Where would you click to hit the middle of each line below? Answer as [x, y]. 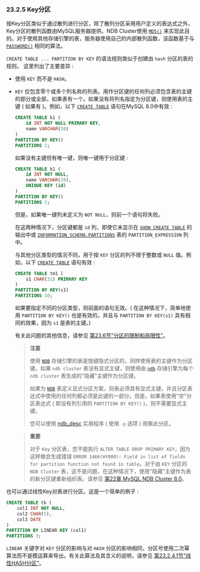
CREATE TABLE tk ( [29, 503]
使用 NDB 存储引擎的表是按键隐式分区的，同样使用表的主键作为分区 [111, 361]
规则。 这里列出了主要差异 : [40, 66]
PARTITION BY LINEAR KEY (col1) [46, 531]
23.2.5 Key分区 [28, 9]
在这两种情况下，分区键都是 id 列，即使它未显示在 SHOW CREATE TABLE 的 [103, 227]
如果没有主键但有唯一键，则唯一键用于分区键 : [71, 158]
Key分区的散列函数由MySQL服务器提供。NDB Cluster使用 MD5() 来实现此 [96, 31]
